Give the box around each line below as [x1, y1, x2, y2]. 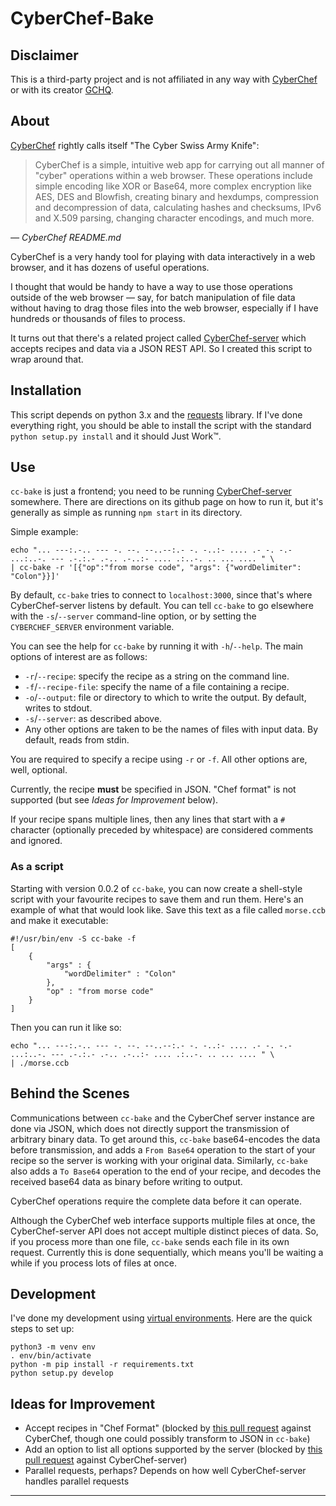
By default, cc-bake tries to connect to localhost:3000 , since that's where [10, 589, 313, 601]
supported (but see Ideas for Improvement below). [10, 794, 219, 806]
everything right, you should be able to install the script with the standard [10, 419, 312, 431]
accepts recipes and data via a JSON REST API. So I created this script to [10, 342, 313, 354]
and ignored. [10, 835, 63, 847]
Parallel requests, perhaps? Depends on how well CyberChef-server [24, 1465, 307, 1477]
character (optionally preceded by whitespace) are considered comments [10, 824, 314, 836]
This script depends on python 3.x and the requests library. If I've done [10, 408, 303, 421]
